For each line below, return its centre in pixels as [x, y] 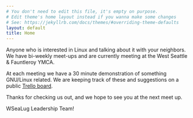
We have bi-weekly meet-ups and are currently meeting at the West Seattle [97, 56]
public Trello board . [30, 86]
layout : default [26, 28]
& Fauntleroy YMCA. [30, 63]
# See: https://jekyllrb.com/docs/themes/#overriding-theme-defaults [93, 22]
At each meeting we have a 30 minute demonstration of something [86, 74]
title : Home [20, 33]
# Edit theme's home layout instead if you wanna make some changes [91, 17]
